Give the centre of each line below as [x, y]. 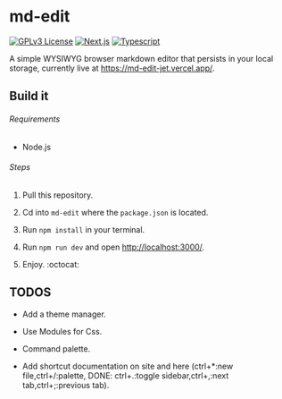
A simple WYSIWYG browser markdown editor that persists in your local [141, 58]
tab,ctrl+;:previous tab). [66, 385]
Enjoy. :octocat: [51, 264]
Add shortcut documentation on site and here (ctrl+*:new [128, 366]
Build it [29, 96]
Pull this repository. [58, 195]
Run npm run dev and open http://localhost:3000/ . [113, 247]
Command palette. [56, 348]
